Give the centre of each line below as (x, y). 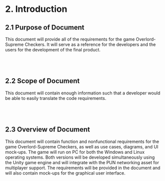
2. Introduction (36, 9)
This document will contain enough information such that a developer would (83, 93)
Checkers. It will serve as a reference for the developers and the (90, 45)
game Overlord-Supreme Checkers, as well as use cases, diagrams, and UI (82, 146)
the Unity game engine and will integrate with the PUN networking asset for (82, 162)
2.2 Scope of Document (43, 81)
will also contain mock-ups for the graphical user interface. (65, 173)
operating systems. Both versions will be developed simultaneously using (80, 157)
